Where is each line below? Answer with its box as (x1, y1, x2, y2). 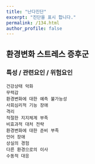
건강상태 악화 (6, 83, 34, 89)
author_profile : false (6, 25, 62, 32)
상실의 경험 (6, 140, 30, 146)
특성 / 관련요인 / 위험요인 (6, 68, 73, 76)
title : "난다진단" (6, 8, 47, 15)
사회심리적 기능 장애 (6, 102, 49, 108)
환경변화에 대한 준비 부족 (6, 128, 59, 134)
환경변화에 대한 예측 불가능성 (6, 96, 67, 102)
